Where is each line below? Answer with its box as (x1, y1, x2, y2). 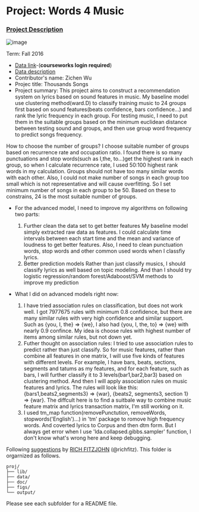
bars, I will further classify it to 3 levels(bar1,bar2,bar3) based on (23, 371, 182, 379)
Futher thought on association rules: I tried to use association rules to (23, 340, 194, 347)
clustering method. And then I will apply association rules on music (23, 378, 188, 385)
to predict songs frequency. (14, 131, 83, 138)
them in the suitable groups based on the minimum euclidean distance (14, 119, 187, 126)
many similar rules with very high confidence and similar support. (23, 314, 184, 322)
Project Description (6, 26, 64, 34)
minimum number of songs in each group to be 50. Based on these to (6, 187, 176, 194)
